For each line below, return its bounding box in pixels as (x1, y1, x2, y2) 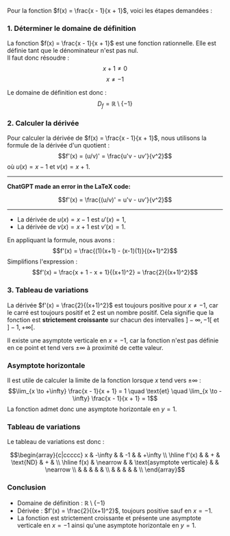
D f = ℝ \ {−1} (97, 100, 133, 110)
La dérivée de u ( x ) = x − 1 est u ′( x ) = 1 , (16, 215, 127, 224)
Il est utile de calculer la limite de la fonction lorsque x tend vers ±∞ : (7, 376, 202, 384)
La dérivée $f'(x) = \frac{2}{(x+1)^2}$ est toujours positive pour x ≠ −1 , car (7, 301, 218, 309)
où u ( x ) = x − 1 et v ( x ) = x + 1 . (7, 163, 90, 171)
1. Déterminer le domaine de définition (7, 23, 137, 33)
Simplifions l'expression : (7, 257, 78, 266)
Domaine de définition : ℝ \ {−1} (16, 498, 106, 507)
